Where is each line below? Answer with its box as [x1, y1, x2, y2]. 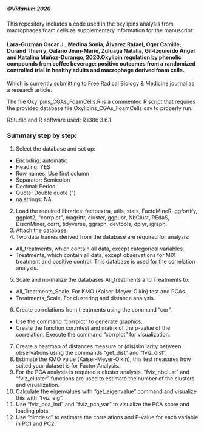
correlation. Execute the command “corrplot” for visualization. [15, 331, 171, 338]
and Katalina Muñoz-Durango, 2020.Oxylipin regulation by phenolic [7, 53, 182, 61]
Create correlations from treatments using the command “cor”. [15, 306, 172, 314]
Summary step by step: [7, 131, 78, 140]
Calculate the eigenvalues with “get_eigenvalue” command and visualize [15, 388, 197, 395]
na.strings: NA [15, 196, 52, 203]
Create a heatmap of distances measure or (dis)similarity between [15, 343, 182, 350]
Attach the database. [15, 227, 69, 234]
